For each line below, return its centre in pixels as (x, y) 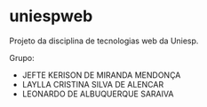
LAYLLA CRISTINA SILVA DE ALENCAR (93, 84)
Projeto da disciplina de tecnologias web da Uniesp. (104, 41)
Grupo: (22, 57)
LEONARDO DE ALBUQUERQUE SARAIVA (98, 94)
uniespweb (51, 16)
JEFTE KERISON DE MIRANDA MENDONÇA (101, 75)
